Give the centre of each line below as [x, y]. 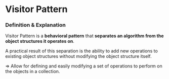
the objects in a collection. [33, 71]
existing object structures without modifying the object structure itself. [78, 56]
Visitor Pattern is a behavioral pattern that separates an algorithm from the [85, 36]
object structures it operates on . [40, 41]
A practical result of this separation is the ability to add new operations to [81, 51]
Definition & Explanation [35, 25]
